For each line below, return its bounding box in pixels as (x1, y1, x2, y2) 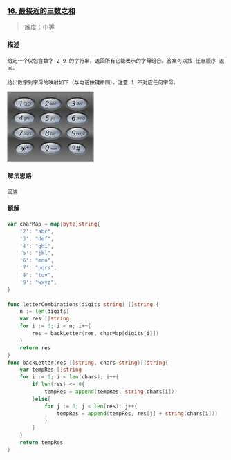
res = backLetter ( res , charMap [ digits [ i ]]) (32, 330, 159, 337)
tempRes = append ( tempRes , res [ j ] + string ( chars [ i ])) (56, 410, 218, 417)
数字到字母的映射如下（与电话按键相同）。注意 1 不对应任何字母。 (17, 79, 179, 86)
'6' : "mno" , (19, 257, 54, 264)
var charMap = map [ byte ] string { (7, 220, 100, 227)
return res (19, 344, 51, 352)
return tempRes (19, 439, 64, 446)
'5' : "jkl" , (19, 250, 54, 257)
